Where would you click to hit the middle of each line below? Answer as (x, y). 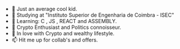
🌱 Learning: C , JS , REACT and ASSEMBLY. (64, 21)
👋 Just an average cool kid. (44, 9)
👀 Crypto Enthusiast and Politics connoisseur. (66, 27)
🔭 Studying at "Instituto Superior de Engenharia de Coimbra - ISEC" (93, 15)
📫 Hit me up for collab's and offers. (55, 40)
